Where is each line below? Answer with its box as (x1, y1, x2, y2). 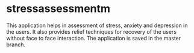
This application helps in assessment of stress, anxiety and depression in (6, 22, 188, 29)
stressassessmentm (6, 2, 110, 16)
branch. (6, 41, 26, 48)
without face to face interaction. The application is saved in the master (6, 34, 181, 42)
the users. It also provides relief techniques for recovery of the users (6, 28, 177, 35)
